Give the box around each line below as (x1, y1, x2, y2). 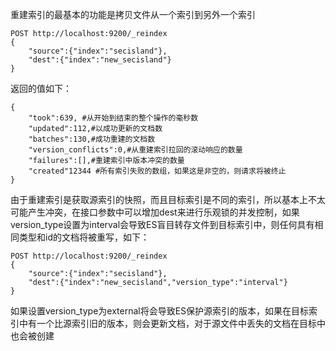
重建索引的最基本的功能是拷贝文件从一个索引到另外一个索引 (10, 9, 256, 20)
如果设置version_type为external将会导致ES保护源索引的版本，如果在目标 (10, 305, 310, 317)
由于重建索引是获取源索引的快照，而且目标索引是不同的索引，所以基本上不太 (10, 194, 326, 205)
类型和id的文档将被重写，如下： (18, 231, 150, 243)
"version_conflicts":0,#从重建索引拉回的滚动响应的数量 (28, 145, 243, 155)
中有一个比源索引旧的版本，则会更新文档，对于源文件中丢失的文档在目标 (18, 318, 317, 329)
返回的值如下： (10, 83, 72, 94)
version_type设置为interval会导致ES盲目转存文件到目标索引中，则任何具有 (10, 219, 315, 230)
